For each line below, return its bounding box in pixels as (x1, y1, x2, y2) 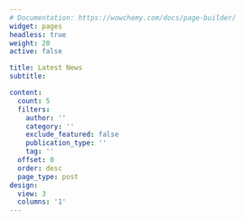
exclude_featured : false (25, 130, 119, 139)
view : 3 (17, 189, 47, 198)
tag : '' (25, 147, 54, 157)
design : (9, 180, 39, 190)
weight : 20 (9, 38, 51, 48)
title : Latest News (9, 63, 83, 72)
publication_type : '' (25, 139, 107, 148)
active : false (9, 47, 63, 56)
